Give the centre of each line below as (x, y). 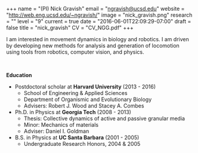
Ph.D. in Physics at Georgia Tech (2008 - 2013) (73, 112)
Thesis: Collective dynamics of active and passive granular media (104, 118)
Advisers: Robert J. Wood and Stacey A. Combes (84, 106)
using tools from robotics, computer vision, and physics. (75, 52)
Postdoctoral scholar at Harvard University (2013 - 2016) (85, 87)
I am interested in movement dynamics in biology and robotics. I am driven (98, 39)
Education (19, 75)
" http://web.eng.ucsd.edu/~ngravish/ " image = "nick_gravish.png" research (99, 15)
